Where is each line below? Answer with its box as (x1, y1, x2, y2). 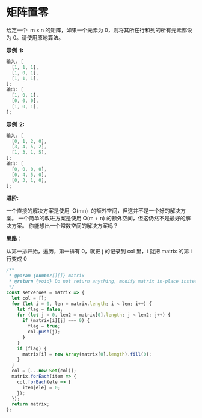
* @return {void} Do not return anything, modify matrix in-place (8, 279, 179, 285)
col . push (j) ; (28, 329, 61, 335)
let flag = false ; (17, 306, 63, 312)
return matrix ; (11, 401, 50, 407)
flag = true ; (28, 323, 61, 329)
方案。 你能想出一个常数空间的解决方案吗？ (11, 222, 118, 229)
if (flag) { (17, 345, 47, 351)
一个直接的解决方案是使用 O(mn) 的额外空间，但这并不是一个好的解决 (6, 207, 181, 214)
